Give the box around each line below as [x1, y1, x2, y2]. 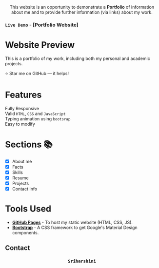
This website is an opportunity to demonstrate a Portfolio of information [9, 4, 155, 10]
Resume [12, 175, 29, 181]
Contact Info [12, 186, 38, 192]
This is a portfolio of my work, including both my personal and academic [5, 56, 150, 61]
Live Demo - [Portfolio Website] [5, 21, 79, 28]
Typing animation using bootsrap [5, 115, 71, 121]
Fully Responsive [5, 105, 39, 111]
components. [12, 230, 39, 236]
